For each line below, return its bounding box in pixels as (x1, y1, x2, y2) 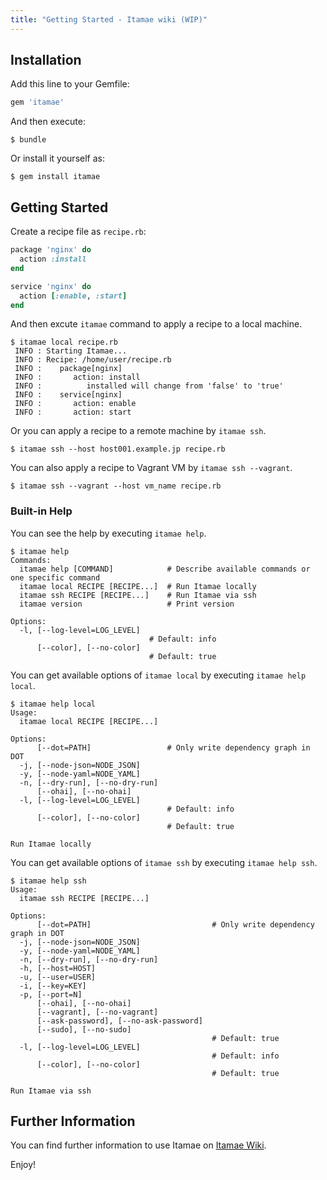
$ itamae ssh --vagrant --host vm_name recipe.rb (10, 481, 222, 491)
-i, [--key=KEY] (19, 981, 87, 991)
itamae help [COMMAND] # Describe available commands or (19, 564, 311, 574)
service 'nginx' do (10, 281, 92, 291)
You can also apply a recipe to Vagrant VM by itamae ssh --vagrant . (10, 462, 293, 474)
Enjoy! (10, 1159, 37, 1171)
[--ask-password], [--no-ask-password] (36, 1016, 203, 1026)
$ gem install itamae (10, 172, 101, 182)
